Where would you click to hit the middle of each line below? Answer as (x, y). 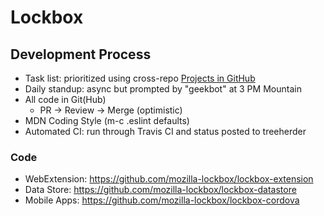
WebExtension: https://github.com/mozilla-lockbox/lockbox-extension (169, 179)
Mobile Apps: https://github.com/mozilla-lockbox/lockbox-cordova (162, 200)
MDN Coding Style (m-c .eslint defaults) (107, 120)
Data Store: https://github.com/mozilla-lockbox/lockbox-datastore (160, 190)
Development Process (81, 54)
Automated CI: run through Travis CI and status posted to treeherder (165, 131)
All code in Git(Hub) (65, 99)
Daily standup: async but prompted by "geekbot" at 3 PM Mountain (163, 89)
